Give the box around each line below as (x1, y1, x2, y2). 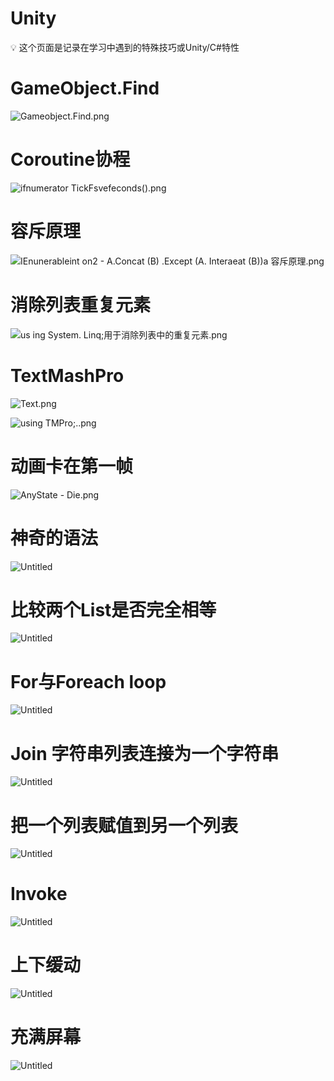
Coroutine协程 (10, 148, 131, 171)
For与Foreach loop (10, 670, 167, 693)
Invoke (10, 883, 68, 906)
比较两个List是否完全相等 (10, 598, 217, 621)
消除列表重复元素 (10, 293, 152, 316)
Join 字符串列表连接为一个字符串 (10, 742, 280, 765)
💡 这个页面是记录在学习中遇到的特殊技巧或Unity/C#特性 (10, 41, 240, 53)
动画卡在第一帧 (10, 455, 134, 477)
